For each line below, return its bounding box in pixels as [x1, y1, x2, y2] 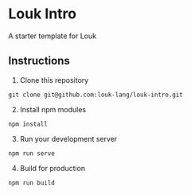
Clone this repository [19, 75, 89, 84]
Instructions [8, 54, 70, 68]
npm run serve [8, 149, 56, 158]
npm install [8, 120, 48, 128]
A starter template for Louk [8, 31, 97, 41]
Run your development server [19, 134, 118, 143]
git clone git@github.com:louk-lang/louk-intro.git [8, 91, 183, 99]
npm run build [8, 178, 56, 187]
